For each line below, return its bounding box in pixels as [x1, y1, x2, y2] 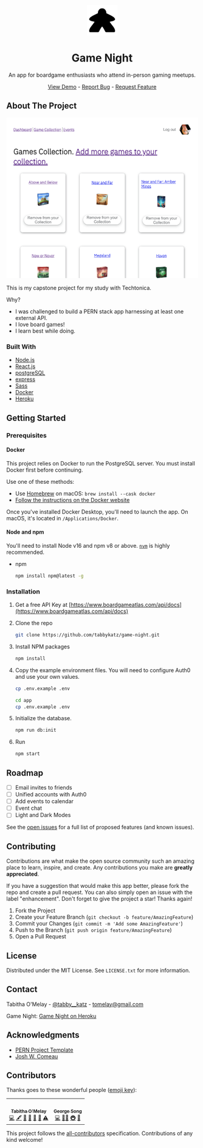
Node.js [15, 356, 35, 364]
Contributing [6, 841, 56, 851]
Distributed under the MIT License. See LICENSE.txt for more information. [6, 966, 190, 974]
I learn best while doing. [15, 327, 76, 335]
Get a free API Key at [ [15, 601, 71, 609]
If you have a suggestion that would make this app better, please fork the [6, 882, 189, 890]
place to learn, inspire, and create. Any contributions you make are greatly [6, 864, 193, 871]
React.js [15, 363, 36, 370]
